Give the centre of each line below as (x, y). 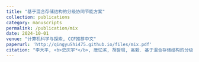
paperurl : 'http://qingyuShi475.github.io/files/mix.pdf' (79, 45)
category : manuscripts (34, 22)
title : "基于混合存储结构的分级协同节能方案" (56, 12)
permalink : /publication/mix (42, 28)
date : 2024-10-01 (28, 34)
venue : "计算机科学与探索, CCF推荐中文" (51, 39)
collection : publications (38, 17)
